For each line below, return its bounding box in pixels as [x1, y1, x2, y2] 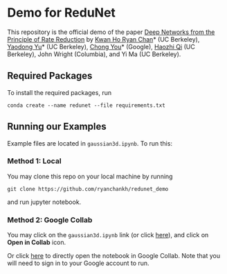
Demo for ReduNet [7, 5, 116, 21]
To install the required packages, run [7, 88, 112, 96]
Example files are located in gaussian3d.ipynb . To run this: [7, 139, 173, 147]
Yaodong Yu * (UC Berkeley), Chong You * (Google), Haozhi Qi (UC [7, 42, 195, 51]
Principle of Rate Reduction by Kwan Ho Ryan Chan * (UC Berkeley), [7, 35, 200, 43]
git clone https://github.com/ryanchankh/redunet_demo [7, 185, 169, 192]
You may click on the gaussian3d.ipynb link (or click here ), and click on [7, 231, 209, 239]
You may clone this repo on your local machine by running [7, 172, 173, 180]
